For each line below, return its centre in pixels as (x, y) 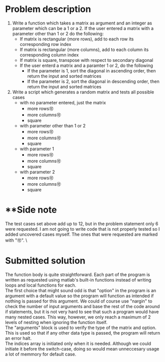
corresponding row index (45, 44)
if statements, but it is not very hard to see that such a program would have (82, 312)
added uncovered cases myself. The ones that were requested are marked (82, 234)
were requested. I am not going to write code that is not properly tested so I (82, 229)
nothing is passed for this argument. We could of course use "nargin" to (79, 301)
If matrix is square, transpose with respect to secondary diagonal (86, 60)
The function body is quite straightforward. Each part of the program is (78, 274)
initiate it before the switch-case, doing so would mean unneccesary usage (82, 349)
